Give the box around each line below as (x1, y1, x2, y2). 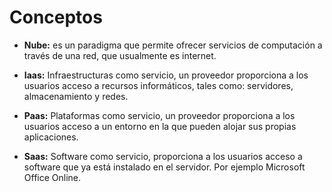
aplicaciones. (23, 131, 79, 143)
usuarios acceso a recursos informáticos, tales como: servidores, (23, 79, 294, 91)
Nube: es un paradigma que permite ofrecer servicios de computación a (23, 39, 323, 51)
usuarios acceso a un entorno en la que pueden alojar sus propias (23, 120, 297, 132)
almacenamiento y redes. (23, 90, 129, 102)
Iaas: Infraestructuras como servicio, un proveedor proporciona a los (23, 69, 309, 81)
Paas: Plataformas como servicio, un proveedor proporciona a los (23, 109, 296, 121)
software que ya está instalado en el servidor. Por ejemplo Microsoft (23, 161, 306, 173)
